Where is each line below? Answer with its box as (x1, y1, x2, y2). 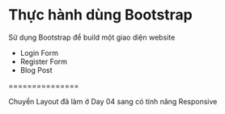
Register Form (19, 57, 67, 66)
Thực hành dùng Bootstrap (8, 6, 193, 24)
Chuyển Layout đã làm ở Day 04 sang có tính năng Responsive (8, 96, 218, 106)
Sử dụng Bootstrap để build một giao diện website (8, 32, 176, 42)
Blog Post (19, 65, 53, 74)
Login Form (19, 48, 59, 57)
